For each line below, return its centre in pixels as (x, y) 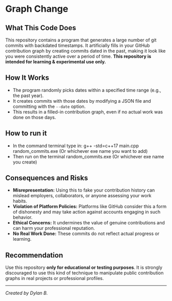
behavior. (23, 217)
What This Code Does (41, 28)
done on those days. (34, 117)
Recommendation (34, 255)
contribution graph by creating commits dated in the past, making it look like (85, 51)
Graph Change (37, 9)
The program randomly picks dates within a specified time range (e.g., (87, 90)
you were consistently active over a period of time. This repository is (78, 56)
